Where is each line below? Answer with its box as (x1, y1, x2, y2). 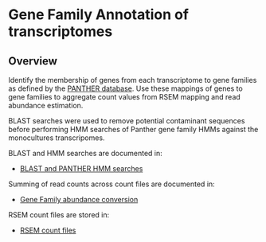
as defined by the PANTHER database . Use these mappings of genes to (8, 84, 243, 93)
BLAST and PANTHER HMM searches (19, 164, 143, 173)
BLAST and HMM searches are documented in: (8, 149, 163, 158)
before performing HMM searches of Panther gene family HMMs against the (8, 125, 259, 134)
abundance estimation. (8, 101, 84, 110)
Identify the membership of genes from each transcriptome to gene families (8, 76, 257, 84)
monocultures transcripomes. (8, 133, 105, 142)
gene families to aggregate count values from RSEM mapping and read (8, 92, 241, 101)
